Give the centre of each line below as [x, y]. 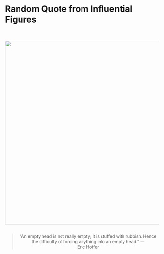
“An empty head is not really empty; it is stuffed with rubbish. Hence [88, 236]
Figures [21, 19]
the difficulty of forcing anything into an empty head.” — [88, 241]
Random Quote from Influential [69, 9]
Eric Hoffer [88, 247]
